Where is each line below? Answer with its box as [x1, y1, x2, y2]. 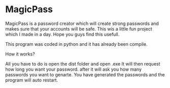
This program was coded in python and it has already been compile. [5, 41, 148, 47]
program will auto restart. [5, 77, 58, 83]
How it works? [5, 51, 36, 57]
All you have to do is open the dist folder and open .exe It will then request [5, 61, 161, 67]
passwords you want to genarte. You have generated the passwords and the [5, 71, 165, 77]
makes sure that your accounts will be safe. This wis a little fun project [5, 25, 152, 32]
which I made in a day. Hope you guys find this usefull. [5, 31, 120, 37]
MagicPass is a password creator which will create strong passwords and [5, 20, 159, 26]
